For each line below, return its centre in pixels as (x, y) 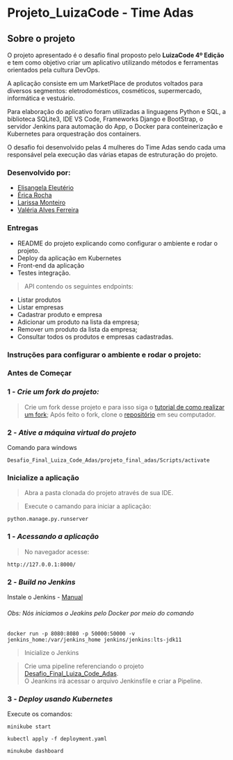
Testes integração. (44, 273)
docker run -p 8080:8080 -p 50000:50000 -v (71, 634)
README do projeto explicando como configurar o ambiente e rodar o (117, 243)
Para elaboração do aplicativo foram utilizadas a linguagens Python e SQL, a (116, 112)
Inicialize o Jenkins (51, 653)
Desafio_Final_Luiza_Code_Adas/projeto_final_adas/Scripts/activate (109, 460)
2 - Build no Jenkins (41, 582)
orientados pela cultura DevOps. (54, 70)
